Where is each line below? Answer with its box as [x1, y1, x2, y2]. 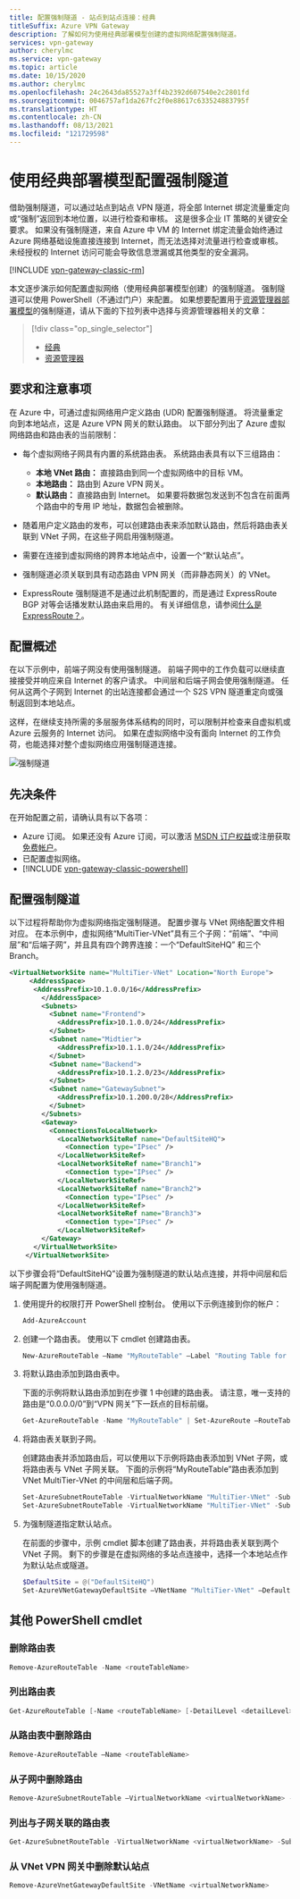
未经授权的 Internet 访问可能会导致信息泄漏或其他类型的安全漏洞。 [9, 247, 254, 257]
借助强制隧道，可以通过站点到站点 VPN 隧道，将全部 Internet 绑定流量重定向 [9, 202, 290, 213]
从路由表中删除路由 [9, 1729, 92, 1742]
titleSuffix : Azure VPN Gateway [9, 21, 129, 30]
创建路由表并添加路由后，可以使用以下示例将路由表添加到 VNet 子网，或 [21, 1453, 288, 1464]
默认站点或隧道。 [29, 1560, 94, 1571]
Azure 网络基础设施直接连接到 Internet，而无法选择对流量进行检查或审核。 [9, 235, 283, 246]
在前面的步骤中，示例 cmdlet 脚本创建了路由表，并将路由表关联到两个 [21, 1538, 279, 1549]
